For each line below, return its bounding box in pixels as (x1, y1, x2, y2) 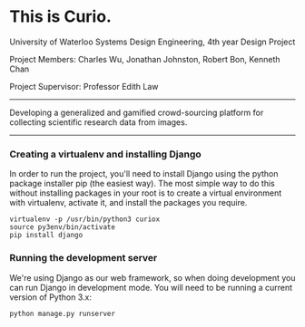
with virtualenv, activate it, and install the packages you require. (9, 197, 248, 208)
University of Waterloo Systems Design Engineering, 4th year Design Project (9, 36, 296, 47)
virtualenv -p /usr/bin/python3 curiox (9, 215, 161, 224)
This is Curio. (9, 6, 112, 27)
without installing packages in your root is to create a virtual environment (9, 188, 282, 198)
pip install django (9, 231, 84, 240)
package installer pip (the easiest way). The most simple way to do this (9, 178, 275, 189)
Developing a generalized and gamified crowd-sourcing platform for (9, 107, 264, 118)
